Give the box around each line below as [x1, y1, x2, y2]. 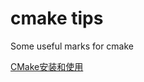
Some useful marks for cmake [10, 40, 135, 52]
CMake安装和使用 [10, 60, 84, 72]
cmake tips [10, 7, 104, 30]
